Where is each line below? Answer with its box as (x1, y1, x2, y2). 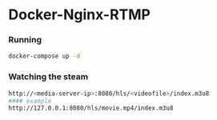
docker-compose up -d (8, 52, 81, 61)
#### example (8, 97, 52, 105)
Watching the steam (8, 71, 89, 82)
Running (8, 34, 42, 46)
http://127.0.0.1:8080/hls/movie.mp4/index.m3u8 (8, 104, 174, 113)
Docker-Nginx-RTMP (8, 6, 151, 24)
